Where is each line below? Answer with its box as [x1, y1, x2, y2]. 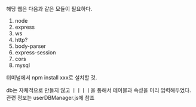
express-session [14, 49, 56, 56]
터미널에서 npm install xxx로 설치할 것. [6, 74, 97, 81]
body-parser [14, 42, 46, 50]
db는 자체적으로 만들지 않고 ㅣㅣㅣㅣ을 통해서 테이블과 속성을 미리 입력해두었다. [6, 87, 191, 94]
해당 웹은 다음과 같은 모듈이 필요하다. [6, 5, 93, 12]
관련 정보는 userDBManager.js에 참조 [6, 94, 95, 101]
